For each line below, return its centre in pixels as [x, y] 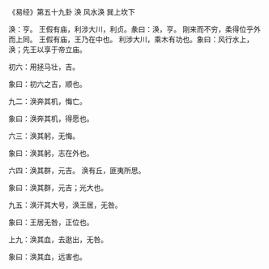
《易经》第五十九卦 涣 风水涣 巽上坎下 [72, 12]
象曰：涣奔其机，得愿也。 [51, 119]
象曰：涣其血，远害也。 [47, 257]
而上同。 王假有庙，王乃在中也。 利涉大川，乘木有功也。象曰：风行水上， [131, 39]
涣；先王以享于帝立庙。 [47, 50]
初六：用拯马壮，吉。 [44, 67]
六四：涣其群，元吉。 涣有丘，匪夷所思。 [77, 170]
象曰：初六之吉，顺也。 [47, 84]
